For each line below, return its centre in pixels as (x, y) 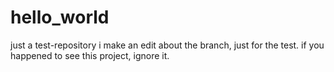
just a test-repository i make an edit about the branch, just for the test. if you (167, 45)
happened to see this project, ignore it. (90, 55)
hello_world (60, 17)
